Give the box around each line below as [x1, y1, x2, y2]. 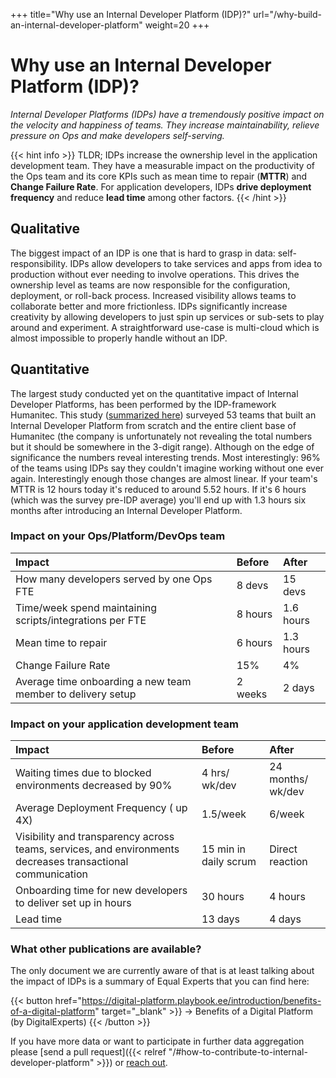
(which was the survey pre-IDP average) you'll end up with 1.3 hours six [10, 494, 307, 506]
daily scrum [201, 855, 257, 869]
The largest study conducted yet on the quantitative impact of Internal [10, 387, 299, 399]
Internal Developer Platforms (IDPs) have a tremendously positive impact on [10, 108, 325, 120]
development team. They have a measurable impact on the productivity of [10, 159, 315, 171]
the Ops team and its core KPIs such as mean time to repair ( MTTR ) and [10, 170, 308, 182]
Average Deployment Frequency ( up [15, 801, 188, 815]
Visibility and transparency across [15, 830, 175, 844]
